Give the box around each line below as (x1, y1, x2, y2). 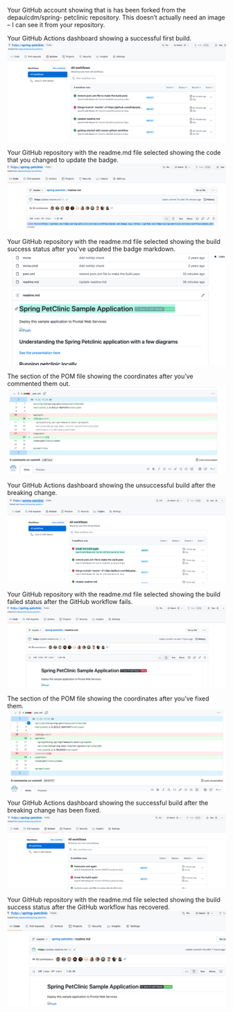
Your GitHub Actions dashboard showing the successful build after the (7, 799, 209, 807)
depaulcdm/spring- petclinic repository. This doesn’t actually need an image (7, 13, 225, 22)
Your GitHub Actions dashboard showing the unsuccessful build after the (7, 481, 216, 489)
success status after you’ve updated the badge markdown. (7, 245, 175, 253)
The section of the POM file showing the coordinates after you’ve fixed (7, 694, 209, 703)
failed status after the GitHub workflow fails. (7, 597, 133, 605)
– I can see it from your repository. (7, 21, 105, 28)
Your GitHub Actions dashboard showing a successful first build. (7, 34, 192, 42)
